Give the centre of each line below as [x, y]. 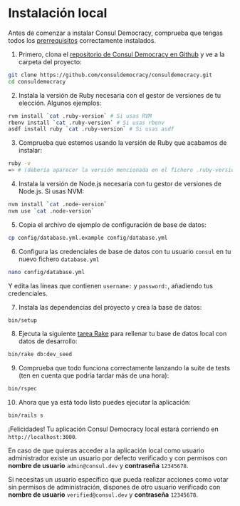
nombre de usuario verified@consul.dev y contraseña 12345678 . [103, 495]
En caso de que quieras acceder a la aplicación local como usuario [106, 450]
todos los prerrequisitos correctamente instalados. [82, 40]
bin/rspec [23, 389]
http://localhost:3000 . [43, 437]
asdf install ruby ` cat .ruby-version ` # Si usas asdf [91, 129]
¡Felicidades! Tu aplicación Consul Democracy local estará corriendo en [114, 429]
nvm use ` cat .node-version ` [51, 211]
